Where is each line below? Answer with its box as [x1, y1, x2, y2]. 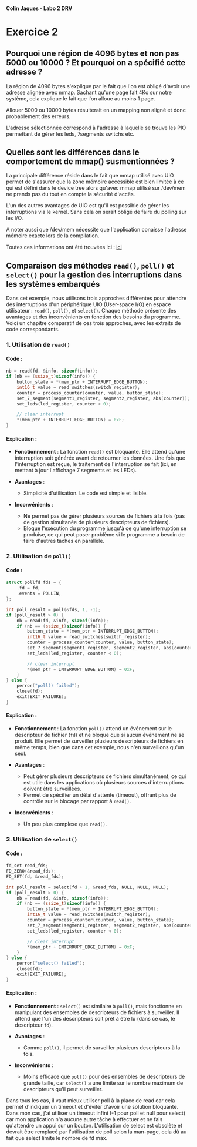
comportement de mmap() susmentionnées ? [6, 156, 175, 166]
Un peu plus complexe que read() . [23, 820, 107, 827]
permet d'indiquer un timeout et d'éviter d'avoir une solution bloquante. [6, 1103, 179, 1110]
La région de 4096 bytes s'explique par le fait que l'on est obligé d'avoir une [6, 82, 191, 89]
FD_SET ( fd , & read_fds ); [6, 873, 64, 880]
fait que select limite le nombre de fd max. [6, 1134, 108, 1141]
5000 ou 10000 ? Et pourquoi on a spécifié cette [6, 58, 186, 68]
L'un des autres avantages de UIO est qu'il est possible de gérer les [6, 202, 169, 209]
